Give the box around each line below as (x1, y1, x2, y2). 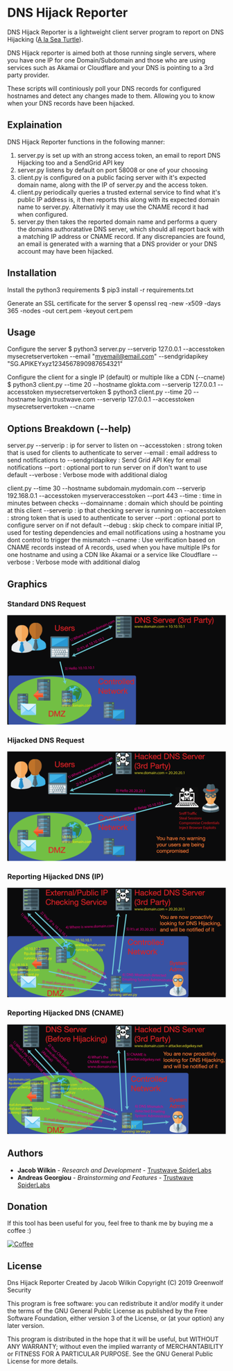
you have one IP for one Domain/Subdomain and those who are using (7, 56, 206, 64)
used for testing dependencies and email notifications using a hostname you (7, 529, 225, 537)
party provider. (7, 71, 50, 79)
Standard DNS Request (7, 599, 87, 608)
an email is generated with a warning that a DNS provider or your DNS (17, 240, 217, 248)
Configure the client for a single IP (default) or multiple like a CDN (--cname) (7, 373, 225, 381)
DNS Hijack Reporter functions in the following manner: (7, 138, 165, 146)
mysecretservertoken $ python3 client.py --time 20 (44, 388, 192, 397)
